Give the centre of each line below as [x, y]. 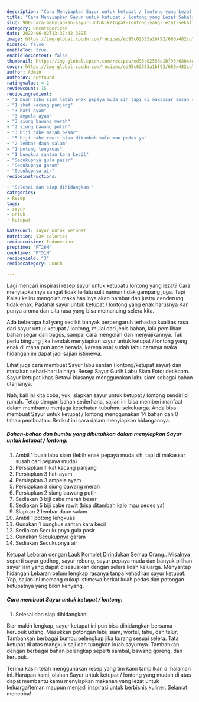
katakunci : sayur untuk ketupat [46, 231]
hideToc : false [25, 45]
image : [15, 39]
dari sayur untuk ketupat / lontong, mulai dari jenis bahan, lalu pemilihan [94, 329]
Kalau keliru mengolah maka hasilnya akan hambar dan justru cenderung [95, 298]
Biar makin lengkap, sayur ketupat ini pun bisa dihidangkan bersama [90, 626]
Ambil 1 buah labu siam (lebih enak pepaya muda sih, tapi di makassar [100, 455]
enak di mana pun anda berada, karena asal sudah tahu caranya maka [92, 347]
